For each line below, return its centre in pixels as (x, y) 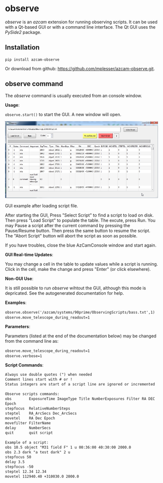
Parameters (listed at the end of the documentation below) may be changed (81, 336)
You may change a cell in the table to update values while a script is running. (81, 264)
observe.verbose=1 (24, 356)
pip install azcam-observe (32, 59)
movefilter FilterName (28, 423)
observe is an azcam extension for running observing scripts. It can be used (81, 22)
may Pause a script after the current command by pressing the (67, 226)
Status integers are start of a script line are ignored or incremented (80, 384)
